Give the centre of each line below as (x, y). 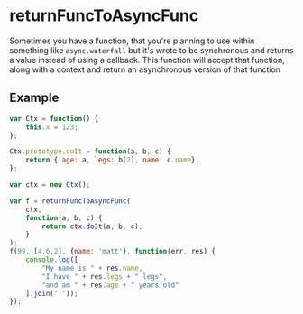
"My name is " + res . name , (92, 268)
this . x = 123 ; (52, 127)
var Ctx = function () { (54, 118)
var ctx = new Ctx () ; (50, 185)
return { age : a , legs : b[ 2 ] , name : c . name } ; (113, 160)
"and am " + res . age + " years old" (110, 285)
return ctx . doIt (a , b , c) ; (92, 226)
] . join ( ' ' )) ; (52, 293)
